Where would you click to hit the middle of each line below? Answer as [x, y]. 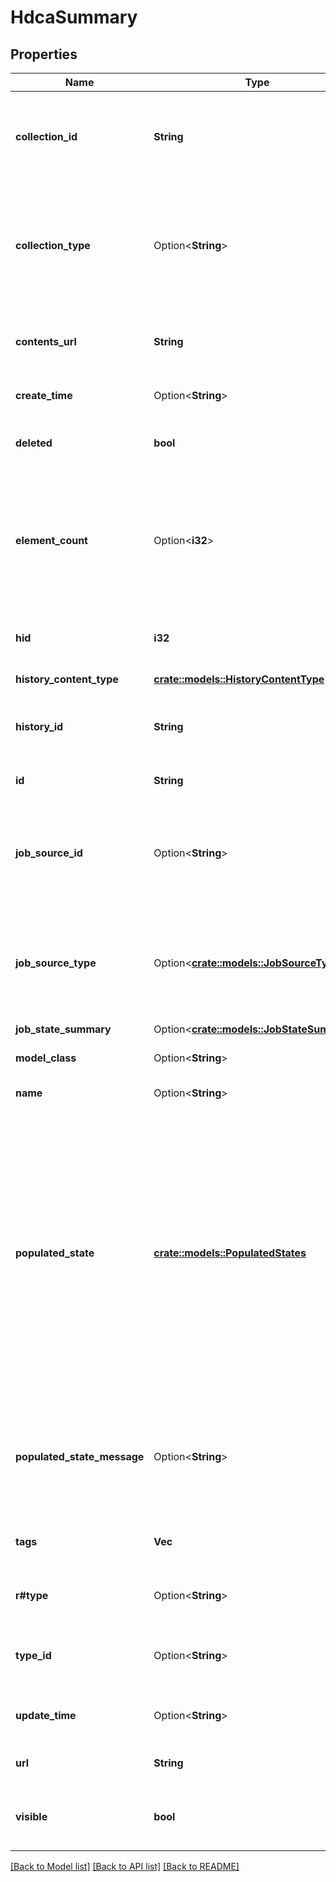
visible [31, 1816]
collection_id [46, 136]
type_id [33, 1655]
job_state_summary [63, 1029]
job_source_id [49, 853]
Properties [44, 54]
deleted [34, 443]
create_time [44, 395]
